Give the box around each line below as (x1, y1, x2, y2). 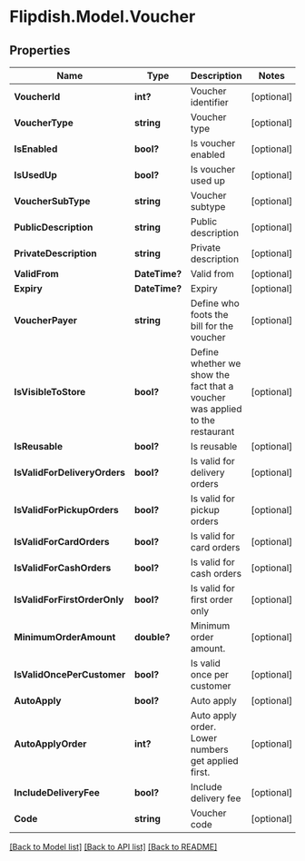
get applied (190, 755, 239, 767)
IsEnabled (14, 143, 58, 155)
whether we (190, 357, 241, 370)
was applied (190, 402, 242, 415)
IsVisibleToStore (14, 386, 86, 398)
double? (134, 631, 171, 643)
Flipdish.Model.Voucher (9, 6, 196, 27)
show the (190, 369, 230, 381)
